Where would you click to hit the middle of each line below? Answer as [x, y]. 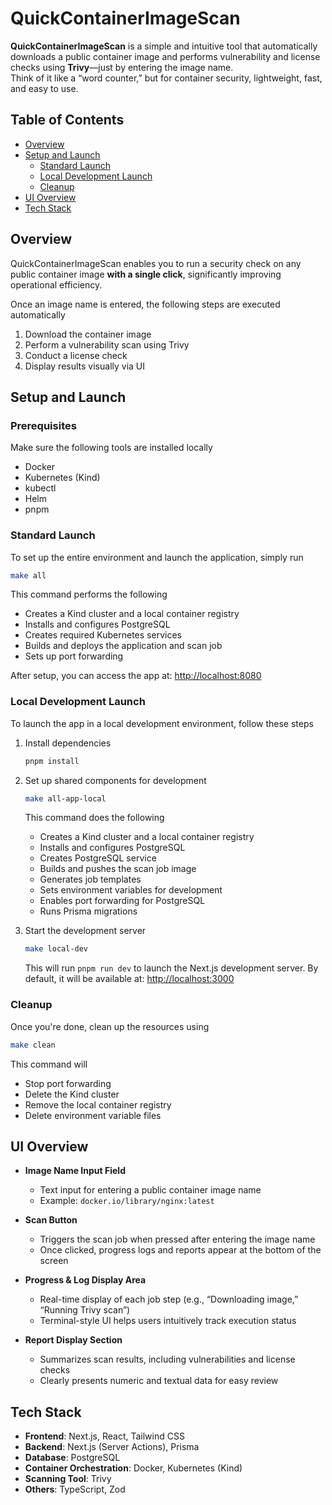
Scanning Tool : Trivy [68, 1479]
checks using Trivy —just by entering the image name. [122, 67]
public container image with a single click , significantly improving [146, 274]
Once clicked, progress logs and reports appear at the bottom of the [180, 1250]
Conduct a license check [76, 355]
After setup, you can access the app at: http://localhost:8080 [136, 676]
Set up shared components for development [115, 780]
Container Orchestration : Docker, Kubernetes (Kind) [133, 1468]
